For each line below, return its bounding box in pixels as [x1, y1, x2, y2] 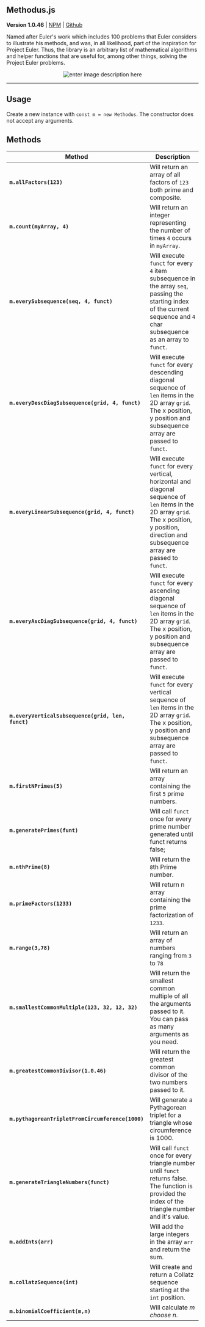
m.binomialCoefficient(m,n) [9, 1308, 91, 1315]
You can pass [149, 1015, 189, 1023]
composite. [149, 194, 182, 202]
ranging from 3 [149, 951, 192, 960]
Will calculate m [149, 1303, 195, 1312]
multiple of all [149, 992, 189, 1000]
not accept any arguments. [6, 117, 74, 124]
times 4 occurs [149, 234, 192, 242]
